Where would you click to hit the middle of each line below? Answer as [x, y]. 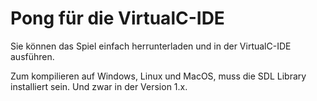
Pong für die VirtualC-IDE [117, 18]
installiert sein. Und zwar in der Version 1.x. [99, 86]
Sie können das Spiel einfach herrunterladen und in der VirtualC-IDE [151, 46]
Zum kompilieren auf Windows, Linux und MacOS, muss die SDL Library [158, 76]
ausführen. [32, 56]
